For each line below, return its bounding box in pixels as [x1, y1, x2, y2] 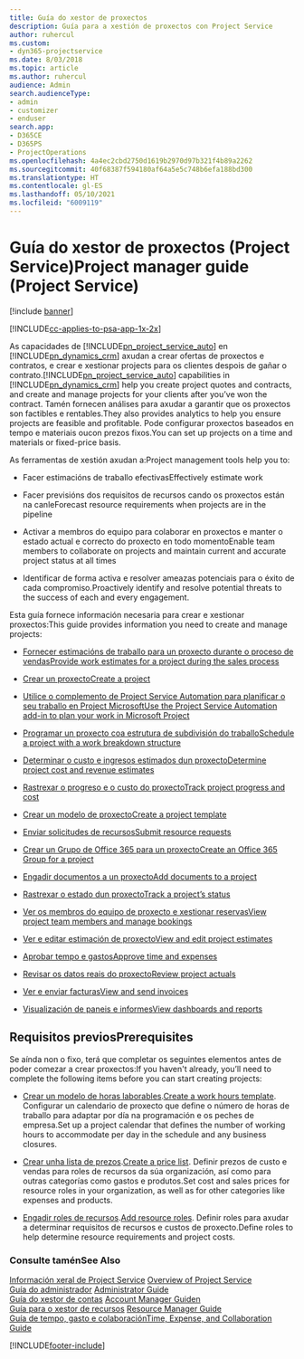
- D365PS [9, 139, 43, 148]
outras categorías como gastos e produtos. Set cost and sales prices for [22, 1175, 290, 1186]
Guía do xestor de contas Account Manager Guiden [9, 1293, 201, 1304]
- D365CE [9, 131, 43, 140]
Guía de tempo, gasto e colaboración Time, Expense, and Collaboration [9, 1313, 273, 1324]
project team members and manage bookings [22, 916, 193, 927]
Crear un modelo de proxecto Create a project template [22, 809, 227, 820]
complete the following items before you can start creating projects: [9, 1073, 262, 1084]
